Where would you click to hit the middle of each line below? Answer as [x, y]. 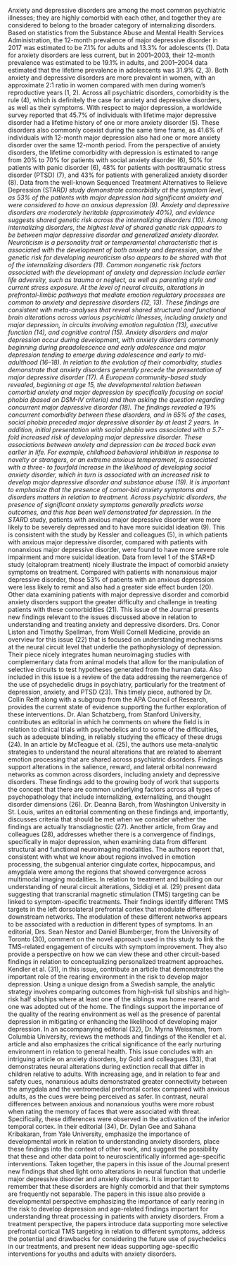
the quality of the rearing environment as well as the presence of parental [114, 1014]
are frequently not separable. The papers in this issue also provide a [107, 1194]
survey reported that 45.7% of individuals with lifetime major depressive [112, 115]
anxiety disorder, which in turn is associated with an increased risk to [109, 475]
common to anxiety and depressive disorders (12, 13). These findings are [114, 302]
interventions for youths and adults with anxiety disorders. [92, 1254]
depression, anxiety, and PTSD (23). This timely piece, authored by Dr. [110, 692]
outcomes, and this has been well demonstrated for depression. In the [110, 512]
